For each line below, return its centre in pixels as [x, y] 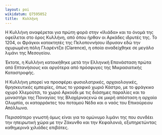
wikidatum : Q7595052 [26, 14]
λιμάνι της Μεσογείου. [28, 53]
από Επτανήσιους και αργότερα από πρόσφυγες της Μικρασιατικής [74, 67]
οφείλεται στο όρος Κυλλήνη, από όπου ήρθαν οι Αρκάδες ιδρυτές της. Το [81, 37]
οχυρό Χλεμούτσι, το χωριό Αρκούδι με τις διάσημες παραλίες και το [75, 92]
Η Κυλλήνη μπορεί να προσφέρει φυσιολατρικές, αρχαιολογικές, [71, 82]
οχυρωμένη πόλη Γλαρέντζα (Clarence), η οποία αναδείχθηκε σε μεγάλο [80, 48]
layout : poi [17, 9]
